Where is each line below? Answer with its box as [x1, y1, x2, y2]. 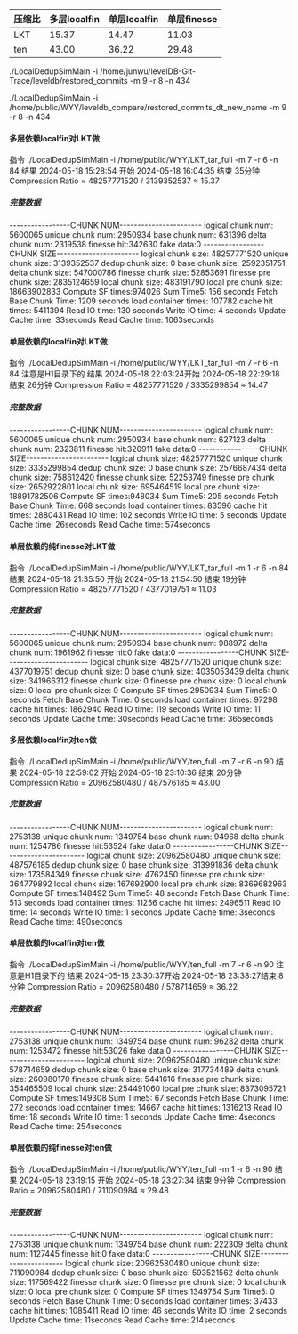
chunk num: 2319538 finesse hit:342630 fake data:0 [9, 239, 202, 250]
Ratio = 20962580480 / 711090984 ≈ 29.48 [9, 1185, 169, 1196]
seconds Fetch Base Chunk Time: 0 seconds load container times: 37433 [9, 1296, 278, 1306]
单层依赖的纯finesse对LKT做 [9, 540, 116, 551]
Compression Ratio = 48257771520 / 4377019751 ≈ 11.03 [9, 583, 217, 594]
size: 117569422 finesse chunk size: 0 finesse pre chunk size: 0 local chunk [9, 1277, 286, 1288]
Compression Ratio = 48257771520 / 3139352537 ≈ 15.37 [9, 175, 220, 186]
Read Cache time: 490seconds [9, 916, 123, 926]
